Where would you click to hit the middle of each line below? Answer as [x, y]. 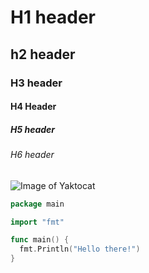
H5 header [33, 129]
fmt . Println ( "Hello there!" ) [80, 249]
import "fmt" [37, 222]
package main [37, 204]
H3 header [36, 83]
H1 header [53, 17]
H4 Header [33, 107]
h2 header [43, 54]
